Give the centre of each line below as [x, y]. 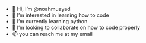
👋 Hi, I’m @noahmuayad [41, 9]
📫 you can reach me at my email [52, 34]
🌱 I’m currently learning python [50, 21]
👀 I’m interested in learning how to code [61, 15]
